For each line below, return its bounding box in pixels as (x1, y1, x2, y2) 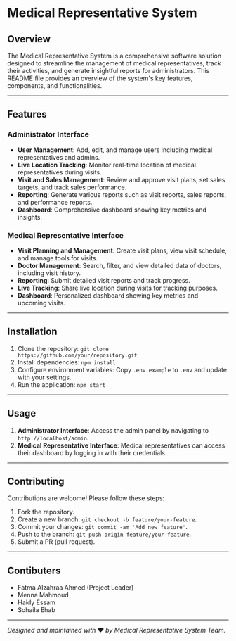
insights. (17, 212, 42, 221)
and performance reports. (17, 198, 93, 206)
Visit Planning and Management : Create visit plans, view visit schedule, (17, 246, 227, 255)
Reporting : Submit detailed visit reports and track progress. (17, 276, 191, 284)
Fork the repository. (17, 508, 75, 516)
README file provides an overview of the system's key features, (7, 74, 193, 82)
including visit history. (17, 269, 81, 277)
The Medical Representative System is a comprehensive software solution (7, 51, 222, 60)
